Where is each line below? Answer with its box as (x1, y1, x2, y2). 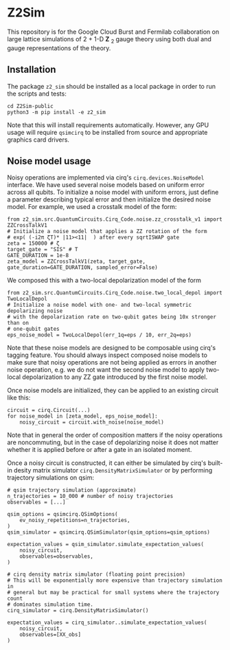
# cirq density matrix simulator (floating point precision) (7, 571, 186, 578)
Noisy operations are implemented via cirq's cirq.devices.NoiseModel (7, 173, 205, 182)
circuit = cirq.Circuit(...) (7, 407, 91, 414)
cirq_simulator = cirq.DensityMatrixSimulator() (7, 607, 149, 614)
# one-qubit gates (7, 325, 60, 333)
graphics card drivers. (7, 136, 70, 144)
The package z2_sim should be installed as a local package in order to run (7, 82, 216, 90)
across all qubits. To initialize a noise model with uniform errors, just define (7, 188, 219, 197)
